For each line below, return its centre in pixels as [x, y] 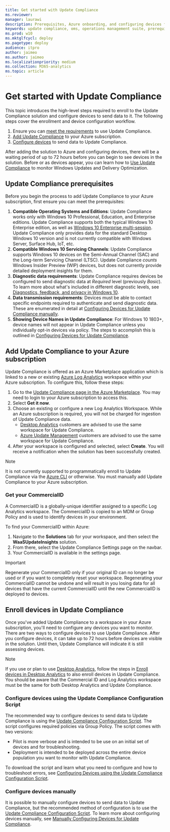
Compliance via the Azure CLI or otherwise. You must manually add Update [84, 476]
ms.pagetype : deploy [27, 43]
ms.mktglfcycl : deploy [29, 39]
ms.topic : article [25, 72]
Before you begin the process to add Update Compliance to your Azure [79, 196]
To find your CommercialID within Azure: [48, 526]
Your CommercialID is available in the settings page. [67, 553]
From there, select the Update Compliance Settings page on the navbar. [88, 547]
